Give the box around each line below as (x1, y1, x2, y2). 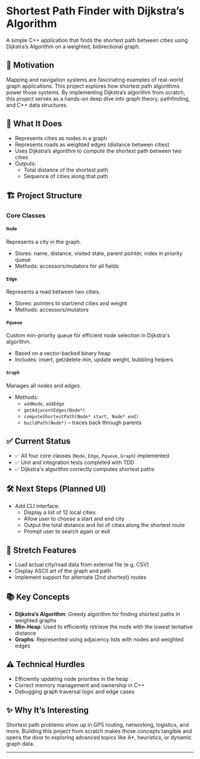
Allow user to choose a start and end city (23, 515, 125, 522)
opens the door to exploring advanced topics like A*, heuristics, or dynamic (6, 733, 192, 741)
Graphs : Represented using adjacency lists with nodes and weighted (14, 636, 184, 643)
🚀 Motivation (6, 60, 55, 70)
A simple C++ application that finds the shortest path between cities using (6, 36, 189, 44)
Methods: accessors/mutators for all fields (14, 262, 119, 269)
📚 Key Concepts (6, 591, 70, 602)
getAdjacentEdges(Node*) (23, 407, 86, 413)
